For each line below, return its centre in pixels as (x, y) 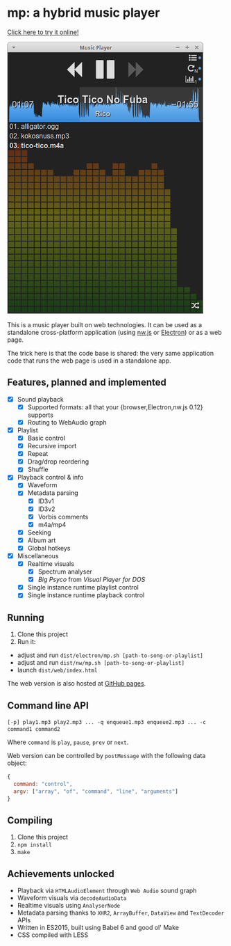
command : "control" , (43, 784)
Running (26, 617)
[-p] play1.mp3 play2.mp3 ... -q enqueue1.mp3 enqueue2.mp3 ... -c (107, 722)
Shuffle (38, 470)
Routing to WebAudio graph (67, 422)
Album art (42, 540)
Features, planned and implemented (87, 383)
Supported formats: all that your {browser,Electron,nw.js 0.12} (115, 407)
